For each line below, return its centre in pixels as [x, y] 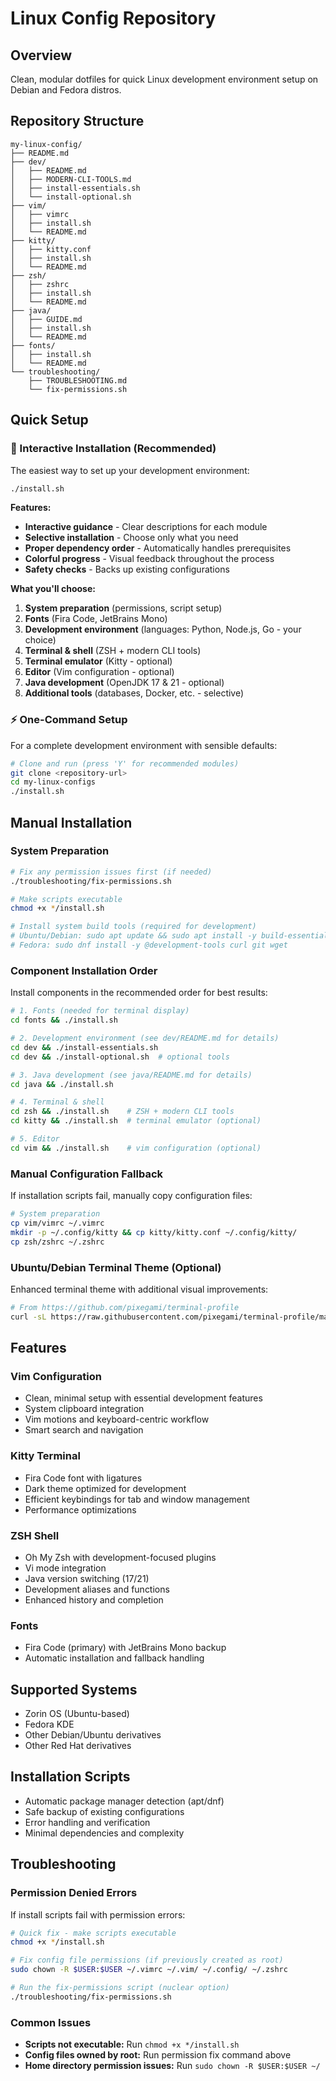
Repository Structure [77, 121]
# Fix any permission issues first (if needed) [111, 872]
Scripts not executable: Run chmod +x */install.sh [132, 2044]
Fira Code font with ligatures [83, 1478]
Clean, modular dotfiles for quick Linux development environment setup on [164, 79]
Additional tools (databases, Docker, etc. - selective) [134, 693]
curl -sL [28, 1317]
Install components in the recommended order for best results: [139, 993]
